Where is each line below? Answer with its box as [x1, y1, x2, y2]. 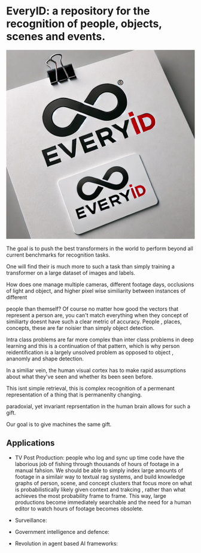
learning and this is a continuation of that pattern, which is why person [6, 342, 180, 349]
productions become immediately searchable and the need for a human [14, 498, 191, 506]
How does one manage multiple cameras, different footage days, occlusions [6, 281, 194, 288]
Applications [6, 438, 55, 448]
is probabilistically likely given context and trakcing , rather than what [14, 486, 186, 493]
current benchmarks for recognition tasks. [6, 251, 111, 259]
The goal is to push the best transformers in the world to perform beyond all [6, 245, 193, 252]
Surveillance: [14, 516, 47, 524]
